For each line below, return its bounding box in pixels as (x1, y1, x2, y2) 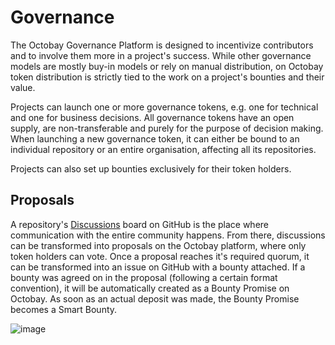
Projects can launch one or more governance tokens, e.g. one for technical (10, 101, 319, 113)
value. (10, 81, 36, 93)
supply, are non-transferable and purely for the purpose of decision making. (10, 122, 324, 134)
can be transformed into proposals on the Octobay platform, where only (10, 239, 307, 251)
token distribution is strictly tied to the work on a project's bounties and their (10, 71, 325, 83)
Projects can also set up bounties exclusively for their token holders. (10, 162, 292, 175)
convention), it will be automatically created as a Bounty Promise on (10, 282, 290, 294)
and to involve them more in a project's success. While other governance (10, 49, 312, 61)
